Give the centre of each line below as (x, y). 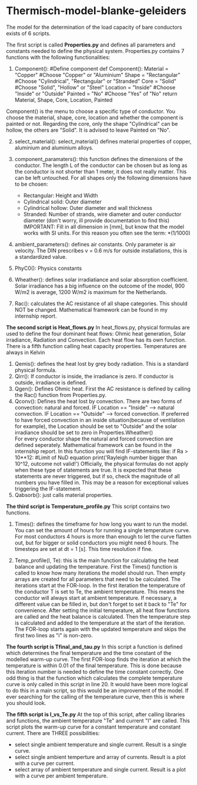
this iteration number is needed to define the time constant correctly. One (95, 672)
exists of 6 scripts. (29, 33)
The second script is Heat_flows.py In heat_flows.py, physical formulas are (98, 327)
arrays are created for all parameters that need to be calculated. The (98, 579)
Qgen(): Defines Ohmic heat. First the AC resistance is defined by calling (103, 389)
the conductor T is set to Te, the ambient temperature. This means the (99, 592)
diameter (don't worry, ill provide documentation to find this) (96, 220)
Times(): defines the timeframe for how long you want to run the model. (101, 524)
